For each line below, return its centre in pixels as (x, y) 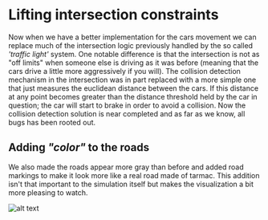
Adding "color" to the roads (79, 147)
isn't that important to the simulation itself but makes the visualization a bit (131, 184)
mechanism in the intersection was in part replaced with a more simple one (132, 79)
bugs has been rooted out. (52, 122)
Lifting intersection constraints (114, 15)
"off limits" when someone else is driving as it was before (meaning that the (134, 63)
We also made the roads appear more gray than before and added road (126, 167)
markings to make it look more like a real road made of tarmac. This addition (134, 175)
